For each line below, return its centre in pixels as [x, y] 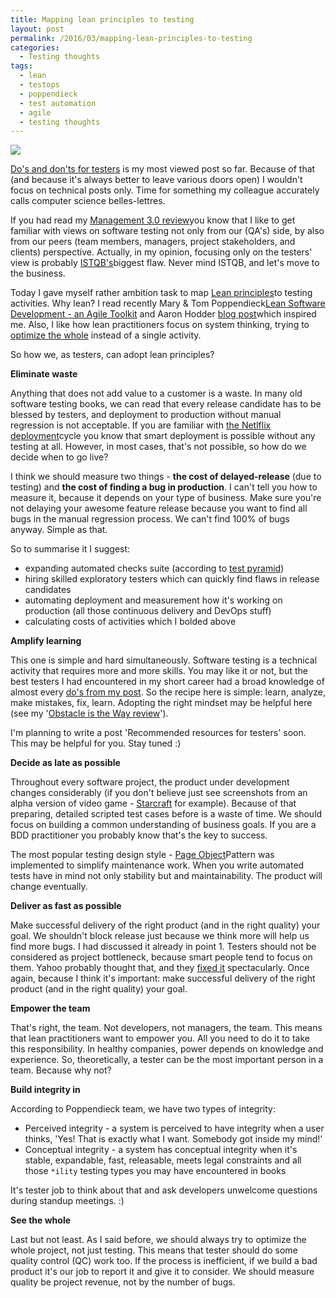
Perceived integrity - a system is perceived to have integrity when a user [174, 1128]
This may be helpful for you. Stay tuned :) [96, 743]
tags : [21, 66]
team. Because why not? [61, 1070]
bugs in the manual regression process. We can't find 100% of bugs [150, 519]
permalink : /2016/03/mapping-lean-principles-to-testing [131, 38]
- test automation [58, 103]
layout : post [37, 29]
